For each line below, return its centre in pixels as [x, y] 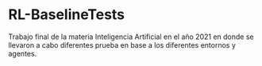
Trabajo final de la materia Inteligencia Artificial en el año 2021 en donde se [131, 37]
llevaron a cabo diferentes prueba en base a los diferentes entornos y [122, 45]
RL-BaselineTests [67, 15]
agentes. [23, 53]
